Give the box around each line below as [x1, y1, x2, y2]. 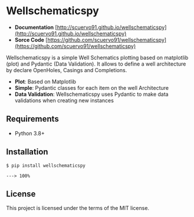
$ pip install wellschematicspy [6, 163, 86, 169]
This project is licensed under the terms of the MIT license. [6, 205, 149, 212]
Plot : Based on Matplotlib [14, 78, 77, 85]
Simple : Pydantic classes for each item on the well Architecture [14, 84, 169, 91]
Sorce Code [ [14, 36, 48, 43]
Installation [6, 147, 48, 157]
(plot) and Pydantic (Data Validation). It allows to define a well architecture [6, 60, 186, 67]
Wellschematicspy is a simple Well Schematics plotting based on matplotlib [6, 54, 189, 61]
